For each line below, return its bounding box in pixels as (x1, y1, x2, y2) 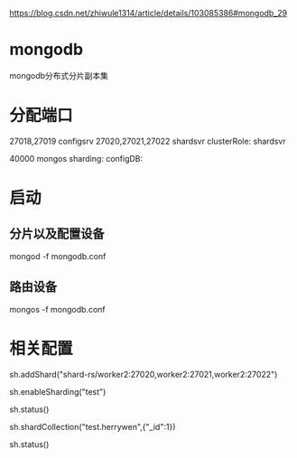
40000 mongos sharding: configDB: (9, 153, 144, 164)
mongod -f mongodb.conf (9, 250, 107, 261)
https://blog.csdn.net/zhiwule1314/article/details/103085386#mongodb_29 (9, 8, 288, 18)
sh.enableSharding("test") (9, 386, 107, 397)
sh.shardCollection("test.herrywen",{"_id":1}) (9, 421, 176, 432)
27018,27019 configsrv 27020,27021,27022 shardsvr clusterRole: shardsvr (9, 136, 286, 146)
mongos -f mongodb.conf (9, 304, 106, 314)
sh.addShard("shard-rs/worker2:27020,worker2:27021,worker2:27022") (9, 369, 278, 379)
